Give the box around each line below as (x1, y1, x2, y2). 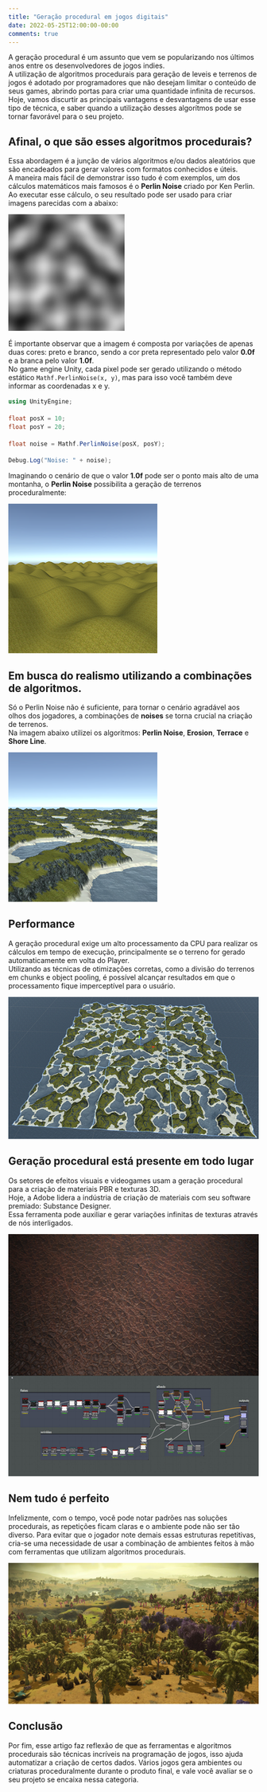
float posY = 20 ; (8, 422, 66, 430)
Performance (8, 918, 75, 931)
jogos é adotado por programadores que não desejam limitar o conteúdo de (8, 78, 257, 88)
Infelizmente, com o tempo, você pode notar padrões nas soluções (8, 1513, 228, 1523)
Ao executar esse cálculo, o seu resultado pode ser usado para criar (8, 190, 233, 199)
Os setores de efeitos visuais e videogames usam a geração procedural (8, 1176, 243, 1185)
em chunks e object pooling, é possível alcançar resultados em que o (8, 973, 236, 982)
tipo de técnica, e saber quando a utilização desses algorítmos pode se (8, 104, 242, 113)
